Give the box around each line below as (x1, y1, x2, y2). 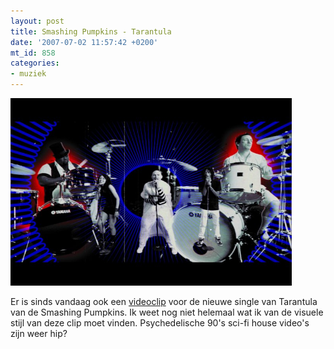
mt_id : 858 (10, 48, 56, 58)
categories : (10, 58, 60, 69)
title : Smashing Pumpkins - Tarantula (10, 26, 172, 37)
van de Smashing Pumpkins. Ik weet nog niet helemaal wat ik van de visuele (10, 306, 324, 318)
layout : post (10, 16, 65, 26)
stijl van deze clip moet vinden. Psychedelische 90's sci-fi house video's (10, 317, 310, 329)
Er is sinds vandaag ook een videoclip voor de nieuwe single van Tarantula (10, 296, 318, 307)
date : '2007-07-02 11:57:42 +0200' (10, 37, 159, 47)
